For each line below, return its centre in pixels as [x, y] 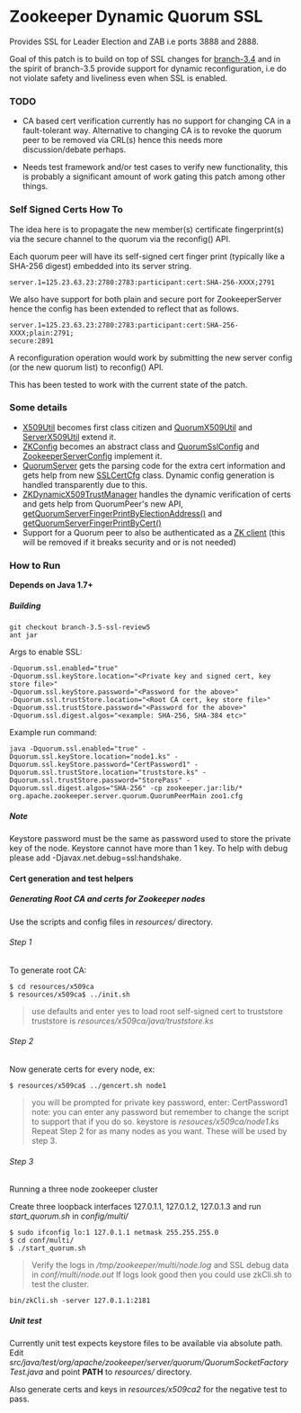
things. [35, 186]
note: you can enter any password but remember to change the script [160, 1112]
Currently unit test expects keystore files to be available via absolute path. [146, 1344]
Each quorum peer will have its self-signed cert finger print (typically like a [147, 256]
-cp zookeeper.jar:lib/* [196, 788]
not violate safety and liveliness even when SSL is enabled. [119, 77]
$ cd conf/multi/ [42, 1241]
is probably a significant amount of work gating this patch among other [154, 176]
